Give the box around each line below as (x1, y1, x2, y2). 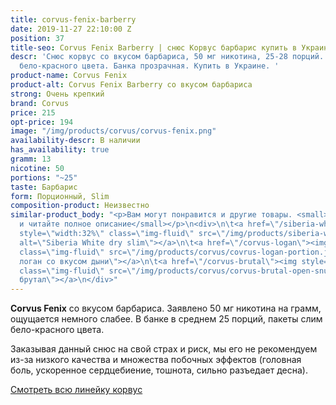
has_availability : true (10, 145, 110, 155)
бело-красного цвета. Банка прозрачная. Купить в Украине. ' (19, 61, 280, 71)
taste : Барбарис (10, 182, 78, 192)
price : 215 (10, 107, 56, 118)
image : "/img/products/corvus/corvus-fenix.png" (10, 126, 217, 136)
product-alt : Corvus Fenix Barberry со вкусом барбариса (10, 80, 253, 90)
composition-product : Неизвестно (10, 201, 150, 211)
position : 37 (10, 33, 65, 43)
